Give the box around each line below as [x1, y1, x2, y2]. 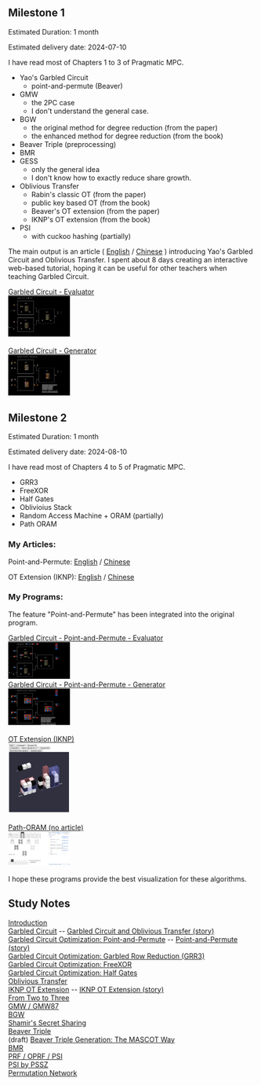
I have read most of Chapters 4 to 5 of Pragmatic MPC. [8, 463, 186, 472]
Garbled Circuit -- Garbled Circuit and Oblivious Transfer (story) [8, 926, 215, 936]
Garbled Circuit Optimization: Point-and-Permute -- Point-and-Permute [8, 934, 238, 944]
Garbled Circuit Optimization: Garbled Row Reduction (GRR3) [8, 951, 205, 961]
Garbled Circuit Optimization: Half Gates [8, 968, 138, 977]
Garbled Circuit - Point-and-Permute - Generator [8, 680, 166, 689]
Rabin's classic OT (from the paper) [31, 189, 147, 199]
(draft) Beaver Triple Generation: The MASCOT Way [8, 1035, 175, 1044]
